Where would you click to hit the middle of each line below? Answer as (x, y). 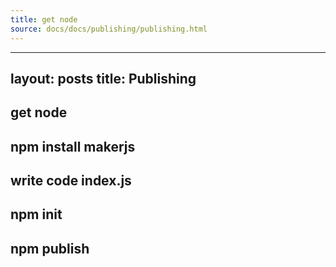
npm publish (50, 248)
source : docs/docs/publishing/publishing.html (109, 29)
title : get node (44, 19)
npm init (36, 214)
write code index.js (71, 181)
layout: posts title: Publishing (103, 78)
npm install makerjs (73, 146)
